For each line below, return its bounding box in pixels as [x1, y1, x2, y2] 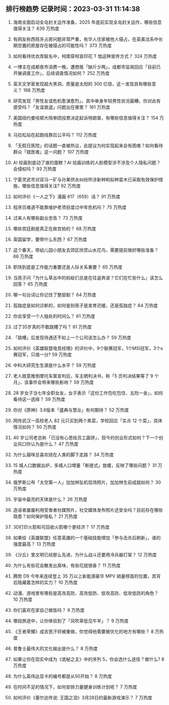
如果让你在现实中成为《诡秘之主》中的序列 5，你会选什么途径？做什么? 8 [13, 656, 164, 662]
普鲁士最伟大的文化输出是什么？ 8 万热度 [13, 645, 98, 651]
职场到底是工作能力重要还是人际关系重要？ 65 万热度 [13, 264, 123, 270]
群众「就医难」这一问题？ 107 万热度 [13, 149, 89, 155]
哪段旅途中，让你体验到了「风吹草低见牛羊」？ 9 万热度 [13, 617, 129, 623]
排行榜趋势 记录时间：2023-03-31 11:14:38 [6, 5, 140, 14]
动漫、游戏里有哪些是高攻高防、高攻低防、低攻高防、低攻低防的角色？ [13, 590, 159, 596]
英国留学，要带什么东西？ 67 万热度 [13, 236, 88, 242]
